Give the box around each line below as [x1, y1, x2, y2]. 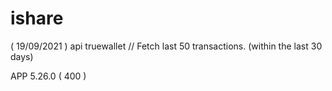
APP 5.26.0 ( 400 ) [10, 70, 87, 82]
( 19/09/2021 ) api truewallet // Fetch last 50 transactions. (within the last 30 [10, 40, 323, 52]
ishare [10, 7, 64, 30]
